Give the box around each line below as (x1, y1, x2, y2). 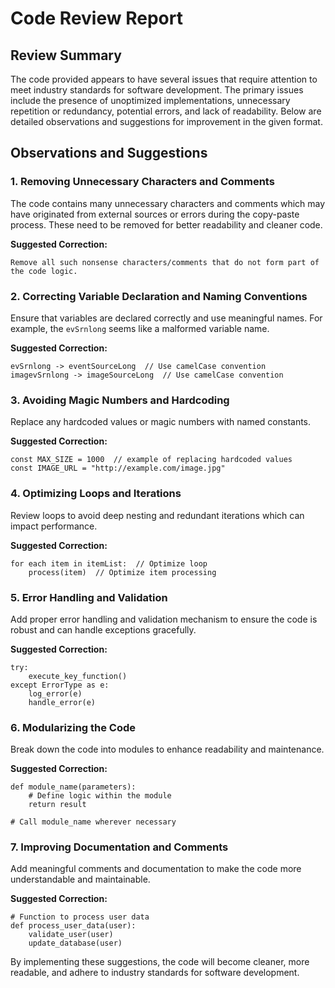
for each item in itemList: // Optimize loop (10, 558, 208, 569)
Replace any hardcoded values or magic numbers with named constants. (10, 416, 312, 428)
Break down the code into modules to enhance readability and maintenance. (10, 743, 325, 756)
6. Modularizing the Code (10, 720, 137, 734)
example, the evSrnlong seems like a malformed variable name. (10, 322, 270, 334)
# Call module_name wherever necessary (10, 817, 177, 827)
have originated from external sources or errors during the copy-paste (10, 208, 300, 220)
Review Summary (10, 47, 122, 64)
